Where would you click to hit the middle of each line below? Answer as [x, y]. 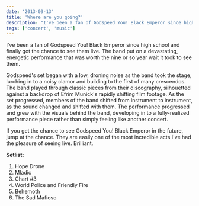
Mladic [23, 173]
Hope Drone [30, 166]
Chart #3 [25, 179]
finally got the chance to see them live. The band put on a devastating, [92, 51]
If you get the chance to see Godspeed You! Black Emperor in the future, [95, 131]
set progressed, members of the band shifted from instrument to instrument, [99, 101]
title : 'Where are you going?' [45, 17]
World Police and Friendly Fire [52, 185]
